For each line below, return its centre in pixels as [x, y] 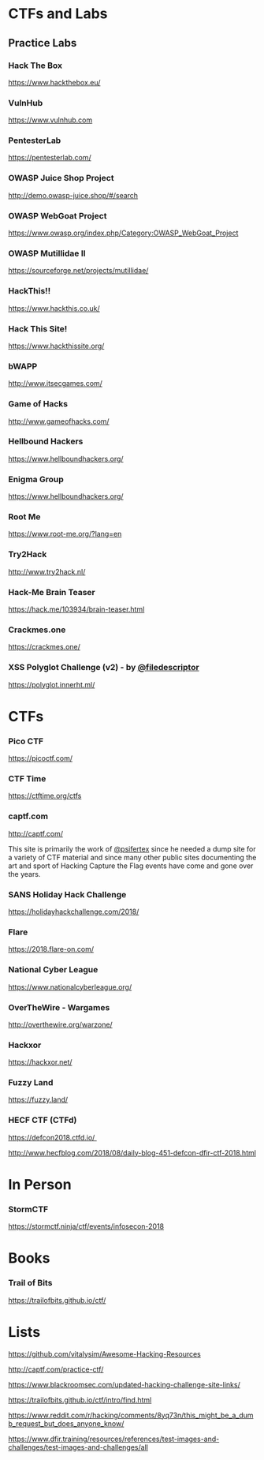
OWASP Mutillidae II [47, 253]
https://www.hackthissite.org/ [56, 346]
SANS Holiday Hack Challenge [67, 894]
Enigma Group [36, 479]
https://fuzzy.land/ [38, 1100]
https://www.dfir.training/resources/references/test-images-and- [114, 1439]
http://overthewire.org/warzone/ [60, 1024]
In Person [40, 1184]
